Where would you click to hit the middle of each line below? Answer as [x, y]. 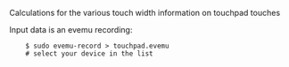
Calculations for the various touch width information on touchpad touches [145, 13]
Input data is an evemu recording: [71, 30]
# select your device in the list [89, 54]
